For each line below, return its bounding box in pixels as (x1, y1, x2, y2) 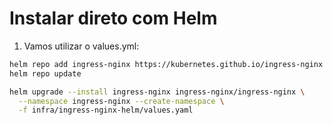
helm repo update (9, 68, 82, 79)
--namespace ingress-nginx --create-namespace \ (18, 96, 225, 106)
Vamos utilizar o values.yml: (23, 40, 140, 52)
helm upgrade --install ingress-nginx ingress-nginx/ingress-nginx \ (9, 87, 306, 97)
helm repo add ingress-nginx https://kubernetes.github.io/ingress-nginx (9, 59, 324, 69)
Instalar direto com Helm (9, 7, 218, 30)
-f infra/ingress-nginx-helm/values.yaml (18, 105, 194, 116)
